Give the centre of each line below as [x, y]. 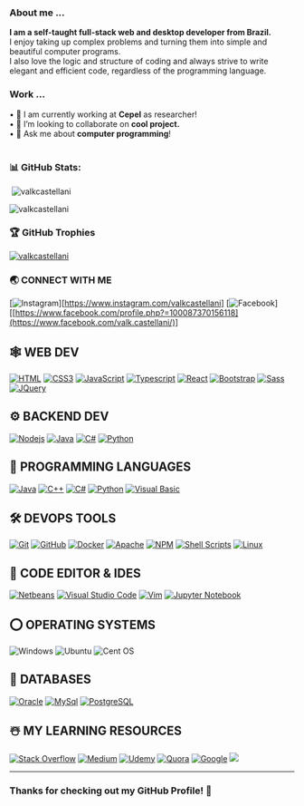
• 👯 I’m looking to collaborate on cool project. [95, 123]
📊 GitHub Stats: [45, 167]
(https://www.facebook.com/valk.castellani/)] [94, 323]
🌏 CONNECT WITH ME [61, 280]
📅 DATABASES [51, 680]
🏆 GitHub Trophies [52, 233]
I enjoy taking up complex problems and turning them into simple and [138, 42]
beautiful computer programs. [65, 52]
